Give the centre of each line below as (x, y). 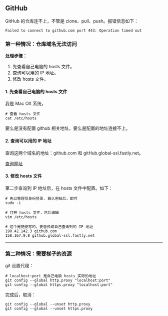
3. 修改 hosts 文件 (23, 176)
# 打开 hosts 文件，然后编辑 (32, 213)
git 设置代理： (19, 266)
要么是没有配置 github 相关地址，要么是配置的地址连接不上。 (68, 128)
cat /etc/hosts (21, 118)
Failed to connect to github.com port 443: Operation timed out (73, 30)
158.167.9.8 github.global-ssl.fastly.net (50, 235)
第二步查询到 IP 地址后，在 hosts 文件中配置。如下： (59, 188)
